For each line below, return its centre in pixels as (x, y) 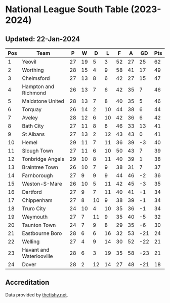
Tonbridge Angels (43, 159)
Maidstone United (43, 101)
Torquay (32, 109)
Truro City (34, 208)
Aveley (30, 118)
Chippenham (37, 200)
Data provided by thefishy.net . (37, 295)
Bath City (33, 126)
